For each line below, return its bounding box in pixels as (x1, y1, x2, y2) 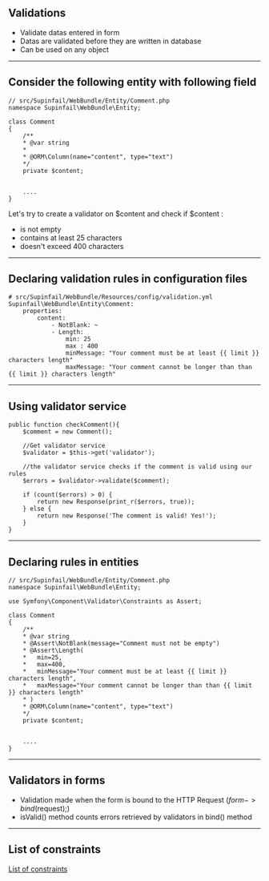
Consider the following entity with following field (8, 75, 257, 89)
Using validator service (8, 400, 126, 413)
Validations (8, 6, 66, 20)
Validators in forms (8, 774, 106, 787)
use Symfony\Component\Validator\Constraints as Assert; (8, 597, 203, 605)
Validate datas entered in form (19, 27, 120, 37)
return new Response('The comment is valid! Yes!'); (37, 512, 217, 520)
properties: (22, 308, 62, 316)
